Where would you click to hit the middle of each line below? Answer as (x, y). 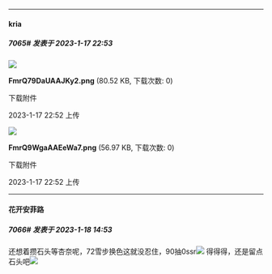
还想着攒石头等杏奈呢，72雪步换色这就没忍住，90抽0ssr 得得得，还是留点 (136, 251)
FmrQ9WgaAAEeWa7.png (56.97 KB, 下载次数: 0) (91, 148)
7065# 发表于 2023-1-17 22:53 (61, 43)
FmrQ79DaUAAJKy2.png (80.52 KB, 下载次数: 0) (91, 80)
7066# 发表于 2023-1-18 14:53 (60, 229)
